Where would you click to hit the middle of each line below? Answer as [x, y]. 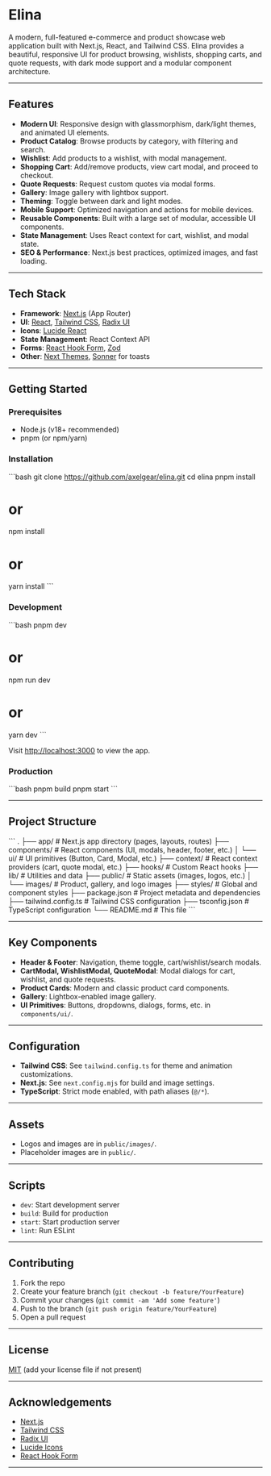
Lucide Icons [41, 1447]
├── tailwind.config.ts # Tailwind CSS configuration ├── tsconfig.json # [129, 901]
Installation [31, 459]
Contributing [41, 1263]
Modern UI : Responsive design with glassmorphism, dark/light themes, [138, 123]
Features [31, 104]
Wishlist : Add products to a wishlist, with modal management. [123, 158]
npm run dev [29, 680]
